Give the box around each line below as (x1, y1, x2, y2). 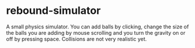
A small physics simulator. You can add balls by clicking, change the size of (6, 23, 189, 30)
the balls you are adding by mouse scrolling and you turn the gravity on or (6, 29, 186, 36)
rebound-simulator (6, 4, 101, 17)
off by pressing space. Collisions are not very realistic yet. (6, 35, 147, 42)
